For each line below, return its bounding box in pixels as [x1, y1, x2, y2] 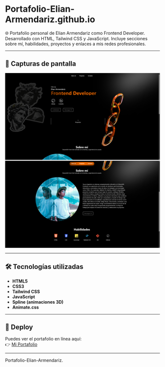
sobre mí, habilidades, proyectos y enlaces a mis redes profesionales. [5, 41, 146, 47]
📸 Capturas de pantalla [5, 60, 76, 68]
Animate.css [12, 304, 39, 310]
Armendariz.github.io [5, 14, 95, 25]
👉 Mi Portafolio [5, 341, 38, 347]
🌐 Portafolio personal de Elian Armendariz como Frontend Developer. [5, 30, 145, 36]
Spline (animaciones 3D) [12, 299, 64, 305]
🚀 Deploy [5, 323, 33, 331]
